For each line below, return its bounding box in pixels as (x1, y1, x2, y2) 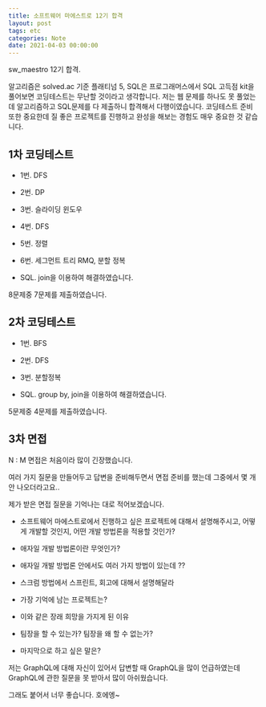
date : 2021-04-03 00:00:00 (8, 42, 99, 50)
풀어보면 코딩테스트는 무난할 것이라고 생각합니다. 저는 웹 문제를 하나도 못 (8, 91, 235, 101)
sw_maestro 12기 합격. (8, 65, 82, 75)
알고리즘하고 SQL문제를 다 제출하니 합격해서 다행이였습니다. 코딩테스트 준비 (16, 102, 254, 112)
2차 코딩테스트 (8, 315, 76, 329)
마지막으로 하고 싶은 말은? (19, 645, 102, 655)
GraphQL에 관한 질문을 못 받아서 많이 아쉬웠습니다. (8, 672, 168, 682)
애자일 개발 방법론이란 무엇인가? (19, 543, 121, 553)
